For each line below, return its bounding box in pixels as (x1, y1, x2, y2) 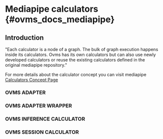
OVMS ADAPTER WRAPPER (5, 102, 72, 109)
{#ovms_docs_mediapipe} (5, 14, 115, 25)
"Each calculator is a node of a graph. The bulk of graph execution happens (5, 47, 159, 52)
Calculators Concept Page (5, 77, 58, 83)
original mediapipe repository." (5, 62, 67, 68)
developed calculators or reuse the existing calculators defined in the (5, 57, 145, 62)
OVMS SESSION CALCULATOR (5, 129, 80, 136)
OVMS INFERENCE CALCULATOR (5, 115, 85, 122)
